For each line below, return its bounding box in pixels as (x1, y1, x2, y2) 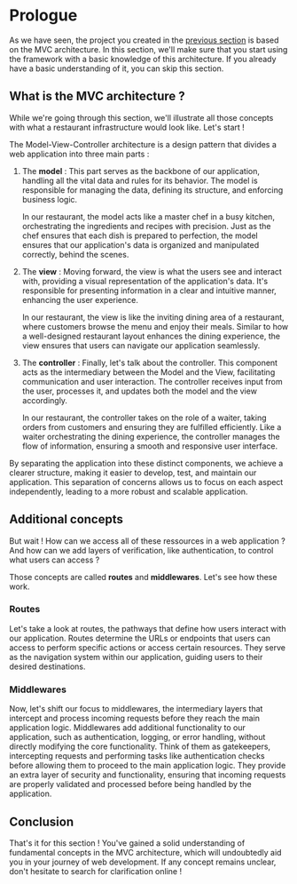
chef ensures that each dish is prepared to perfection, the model (21, 230, 259, 241)
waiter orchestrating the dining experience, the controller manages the (21, 431, 281, 442)
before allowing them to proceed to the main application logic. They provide (9, 761, 286, 771)
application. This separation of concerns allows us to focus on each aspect (9, 476, 284, 487)
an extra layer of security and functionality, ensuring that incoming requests (9, 769, 286, 780)
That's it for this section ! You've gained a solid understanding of (9, 837, 246, 848)
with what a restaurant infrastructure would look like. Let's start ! (9, 122, 246, 132)
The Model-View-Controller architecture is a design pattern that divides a (9, 139, 277, 149)
